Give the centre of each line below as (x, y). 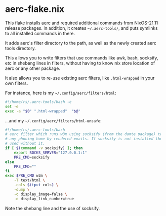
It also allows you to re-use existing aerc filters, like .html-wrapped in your (80, 78)
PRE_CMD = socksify (32, 157)
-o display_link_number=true (44, 199)
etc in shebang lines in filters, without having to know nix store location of (80, 63)
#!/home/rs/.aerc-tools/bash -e (38, 102)
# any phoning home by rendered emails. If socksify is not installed (79, 139)
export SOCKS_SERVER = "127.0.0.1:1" (51, 153)
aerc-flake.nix (35, 9)
